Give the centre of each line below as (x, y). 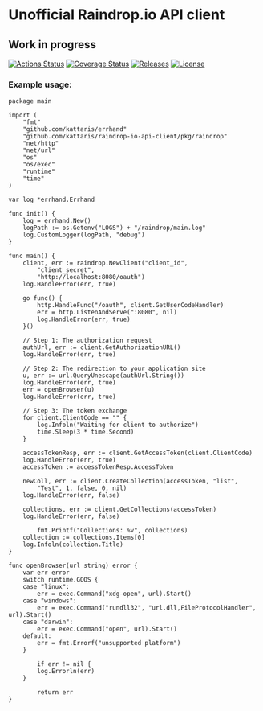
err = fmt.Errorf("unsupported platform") (109, 643)
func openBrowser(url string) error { (73, 566)
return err (55, 693)
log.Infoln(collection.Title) (73, 545)
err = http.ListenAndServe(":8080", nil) (107, 312)
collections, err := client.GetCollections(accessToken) (120, 510)
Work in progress (52, 45)
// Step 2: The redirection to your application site (114, 369)
